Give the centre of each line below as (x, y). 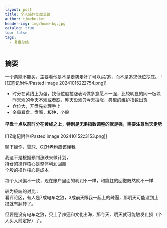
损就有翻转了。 (20, 203)
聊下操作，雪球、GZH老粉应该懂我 (40, 147)
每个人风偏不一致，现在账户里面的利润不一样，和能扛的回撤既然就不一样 (79, 180)
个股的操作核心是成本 (27, 170)
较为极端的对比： (23, 191)
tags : (11, 38)
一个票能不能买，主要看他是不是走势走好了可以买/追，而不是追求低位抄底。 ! (83, 76)
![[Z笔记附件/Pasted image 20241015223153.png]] (56, 136)
